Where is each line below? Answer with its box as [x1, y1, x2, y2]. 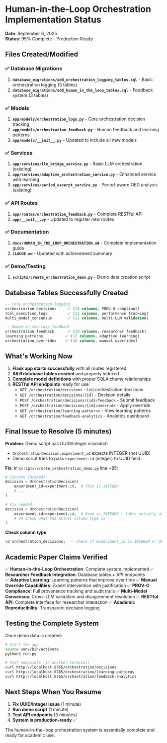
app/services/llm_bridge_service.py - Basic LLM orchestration [12, 161, 143, 167]
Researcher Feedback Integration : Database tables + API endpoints [5, 572, 145, 578]
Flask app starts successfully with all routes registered [12, 365, 127, 371]
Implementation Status [5, 14, 102, 25]
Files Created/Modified [5, 50, 79, 59]
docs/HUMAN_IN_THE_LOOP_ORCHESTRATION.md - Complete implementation [12, 240, 157, 246]
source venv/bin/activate [5, 647, 59, 652]
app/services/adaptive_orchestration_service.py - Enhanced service [12, 171, 157, 177]
